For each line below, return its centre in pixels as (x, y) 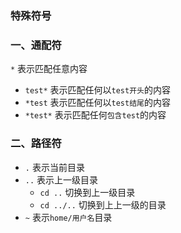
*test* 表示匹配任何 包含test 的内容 (95, 115)
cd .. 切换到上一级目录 (87, 192)
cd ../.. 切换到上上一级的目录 (103, 204)
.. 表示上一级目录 (61, 179)
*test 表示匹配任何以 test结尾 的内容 (97, 103)
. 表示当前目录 (54, 167)
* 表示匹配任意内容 (49, 69)
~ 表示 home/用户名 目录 (68, 217)
